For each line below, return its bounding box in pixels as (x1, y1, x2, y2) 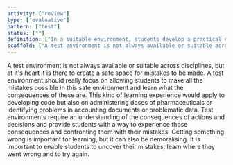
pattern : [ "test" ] (7, 23, 60, 30)
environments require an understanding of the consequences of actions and (7, 113, 225, 121)
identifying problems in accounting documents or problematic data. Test (7, 105, 214, 114)
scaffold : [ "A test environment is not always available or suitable (7, 42, 213, 49)
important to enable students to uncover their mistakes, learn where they (7, 143, 215, 150)
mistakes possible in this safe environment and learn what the (7, 84, 184, 92)
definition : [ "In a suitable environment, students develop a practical (7, 36, 222, 43)
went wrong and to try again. (7, 150, 90, 158)
